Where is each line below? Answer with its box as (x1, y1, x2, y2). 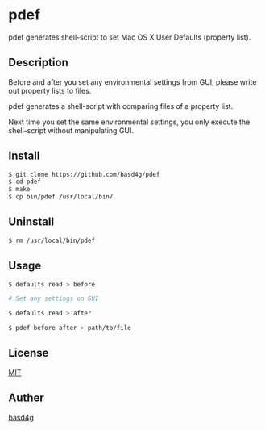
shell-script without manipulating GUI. (8, 125, 135, 135)
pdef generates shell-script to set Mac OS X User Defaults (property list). (8, 32, 251, 42)
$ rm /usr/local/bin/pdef (8, 236, 95, 244)
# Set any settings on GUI (8, 294, 99, 303)
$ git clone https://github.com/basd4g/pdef (8, 170, 160, 178)
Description (8, 56, 68, 69)
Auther (8, 391, 44, 405)
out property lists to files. (8, 86, 92, 95)
